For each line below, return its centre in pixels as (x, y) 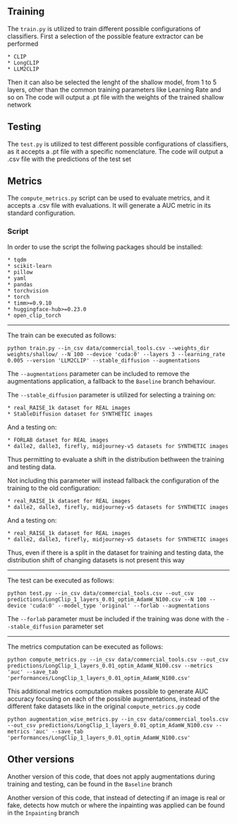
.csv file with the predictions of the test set (69, 159)
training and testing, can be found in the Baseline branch (90, 784)
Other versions (41, 759)
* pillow (20, 272)
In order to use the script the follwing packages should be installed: (105, 247)
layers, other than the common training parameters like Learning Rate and (114, 89)
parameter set (83, 626)
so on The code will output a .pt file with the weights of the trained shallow (116, 97)
